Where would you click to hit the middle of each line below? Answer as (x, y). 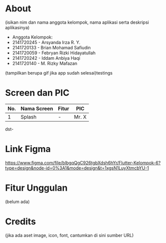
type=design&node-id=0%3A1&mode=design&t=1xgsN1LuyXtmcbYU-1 (77, 168)
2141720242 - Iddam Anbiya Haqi (46, 58)
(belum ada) (18, 202)
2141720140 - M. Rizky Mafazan (45, 63)
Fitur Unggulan (36, 188)
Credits (21, 222)
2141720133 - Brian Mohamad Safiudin (51, 47)
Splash (29, 117)
